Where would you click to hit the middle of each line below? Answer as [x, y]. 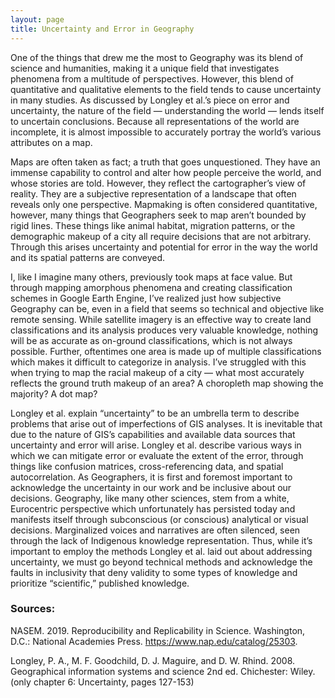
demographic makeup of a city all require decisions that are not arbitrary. [161, 236]
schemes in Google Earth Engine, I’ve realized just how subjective [146, 298]
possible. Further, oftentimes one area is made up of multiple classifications [166, 351]
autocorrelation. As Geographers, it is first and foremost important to [151, 477]
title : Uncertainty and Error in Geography [102, 29]
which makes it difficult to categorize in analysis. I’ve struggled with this [158, 362]
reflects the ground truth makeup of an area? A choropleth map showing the [167, 383]
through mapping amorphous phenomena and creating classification [151, 287]
